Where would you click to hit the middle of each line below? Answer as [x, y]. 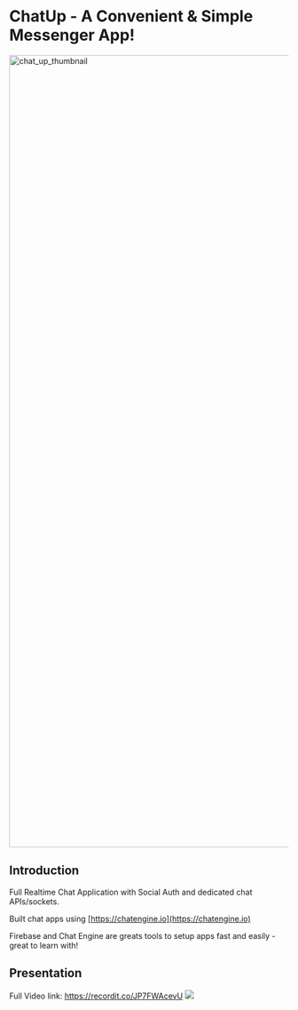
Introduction [44, 871]
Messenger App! [72, 35]
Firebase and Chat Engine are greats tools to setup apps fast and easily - [143, 935]
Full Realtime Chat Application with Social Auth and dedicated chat [131, 892]
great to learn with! [44, 945]
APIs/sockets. [34, 901]
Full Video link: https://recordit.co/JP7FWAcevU [96, 996]
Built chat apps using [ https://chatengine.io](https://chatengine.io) [130, 919]
